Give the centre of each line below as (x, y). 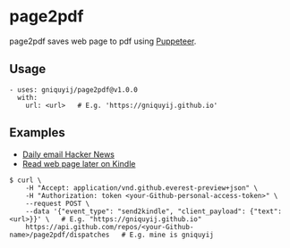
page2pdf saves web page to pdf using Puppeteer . (103, 41)
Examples (37, 132)
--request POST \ (58, 203)
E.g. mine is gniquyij (172, 235)
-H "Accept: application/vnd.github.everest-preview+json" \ (141, 188)
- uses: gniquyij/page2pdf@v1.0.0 (74, 90)
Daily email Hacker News (68, 154)
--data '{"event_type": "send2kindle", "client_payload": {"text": (154, 211)
